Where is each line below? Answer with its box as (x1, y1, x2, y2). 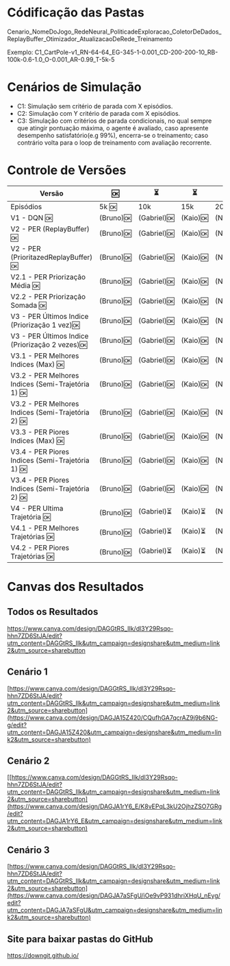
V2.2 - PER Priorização (10, 291, 86, 301)
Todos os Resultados (7, 606, 99, 618)
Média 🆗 (10, 280, 40, 290)
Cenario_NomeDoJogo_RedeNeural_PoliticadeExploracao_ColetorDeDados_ (7, 27, 222, 36)
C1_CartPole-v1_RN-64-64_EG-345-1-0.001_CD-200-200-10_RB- (34, 48, 218, 56)
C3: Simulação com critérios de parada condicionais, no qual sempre (16, 117, 212, 125)
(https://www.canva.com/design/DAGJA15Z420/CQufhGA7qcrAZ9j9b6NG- (7, 713, 218, 721)
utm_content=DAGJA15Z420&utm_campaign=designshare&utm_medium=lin (7, 728, 222, 736)
